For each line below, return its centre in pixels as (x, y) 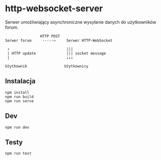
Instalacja (20, 81)
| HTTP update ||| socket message (57, 53)
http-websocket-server (54, 9)
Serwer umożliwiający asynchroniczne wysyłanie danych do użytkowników (81, 22)
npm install (17, 92)
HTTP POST (50, 36)
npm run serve (20, 101)
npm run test (18, 154)
